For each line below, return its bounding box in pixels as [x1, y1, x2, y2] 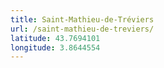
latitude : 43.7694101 [10, 33, 101, 43]
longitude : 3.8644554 [10, 42, 101, 53]
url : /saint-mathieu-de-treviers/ [10, 24, 155, 34]
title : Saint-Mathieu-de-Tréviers [10, 14, 155, 25]
